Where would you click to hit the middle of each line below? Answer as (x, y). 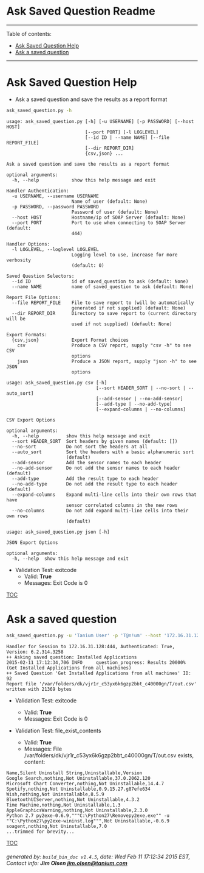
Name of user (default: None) (110, 201)
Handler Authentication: (38, 191)
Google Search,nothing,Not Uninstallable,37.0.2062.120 (78, 778)
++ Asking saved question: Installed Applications (72, 657)
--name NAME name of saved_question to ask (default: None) (103, 287)
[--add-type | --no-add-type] (134, 404)
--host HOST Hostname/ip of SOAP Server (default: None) (99, 217)
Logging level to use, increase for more (124, 255)
